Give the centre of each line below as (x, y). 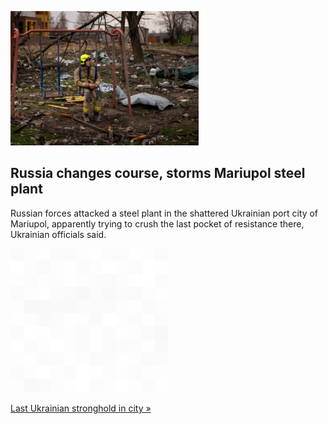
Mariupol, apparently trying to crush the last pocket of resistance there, (157, 223)
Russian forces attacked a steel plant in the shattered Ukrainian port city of (164, 213)
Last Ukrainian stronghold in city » (81, 408)
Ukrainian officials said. (58, 234)
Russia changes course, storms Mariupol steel (158, 173)
